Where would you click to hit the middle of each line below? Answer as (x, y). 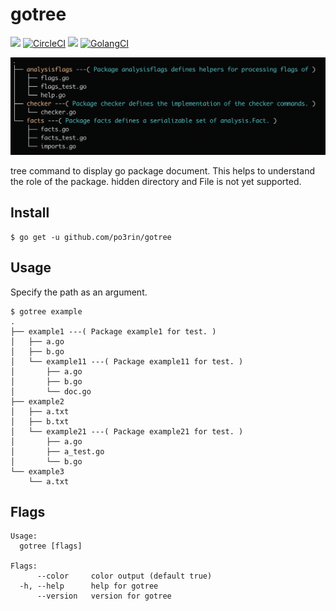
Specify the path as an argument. (79, 292)
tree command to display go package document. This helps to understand (163, 170)
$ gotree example (46, 311)
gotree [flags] (51, 546)
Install (30, 213)
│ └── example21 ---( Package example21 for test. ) (127, 431)
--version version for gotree (104, 596)
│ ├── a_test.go (57, 451)
